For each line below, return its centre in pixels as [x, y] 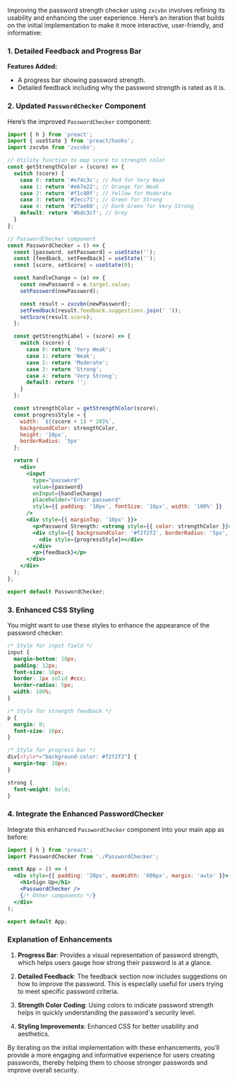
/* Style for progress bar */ [52, 750]
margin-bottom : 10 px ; [45, 659]
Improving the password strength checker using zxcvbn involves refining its [116, 10]
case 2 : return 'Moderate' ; [67, 363]
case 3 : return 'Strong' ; [64, 369]
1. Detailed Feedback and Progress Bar [74, 51]
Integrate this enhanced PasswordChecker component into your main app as [116, 829]
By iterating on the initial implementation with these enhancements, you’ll [114, 1047]
